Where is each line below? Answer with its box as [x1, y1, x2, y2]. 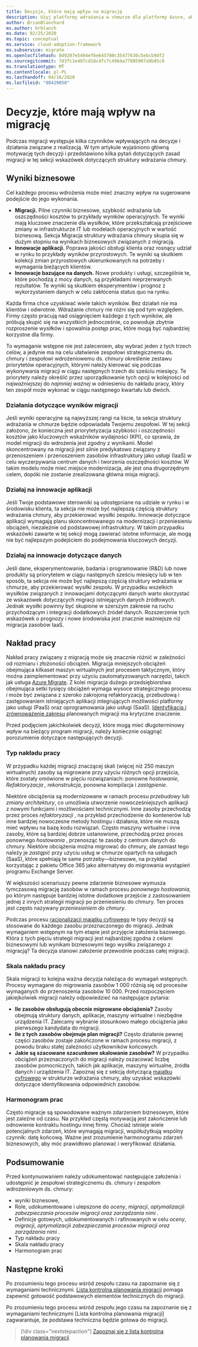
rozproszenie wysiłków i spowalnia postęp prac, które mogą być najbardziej [6, 325, 190, 332]
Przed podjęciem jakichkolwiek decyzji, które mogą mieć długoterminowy [6, 722, 184, 729]
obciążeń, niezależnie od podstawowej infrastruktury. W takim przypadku [6, 524, 184, 531]
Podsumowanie [6, 1157, 65, 1167]
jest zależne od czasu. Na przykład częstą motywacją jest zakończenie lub [6, 1115, 187, 1122]
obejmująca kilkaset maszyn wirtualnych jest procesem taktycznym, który [6, 666, 186, 673]
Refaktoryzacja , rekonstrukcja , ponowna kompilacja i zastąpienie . [6, 781, 168, 788]
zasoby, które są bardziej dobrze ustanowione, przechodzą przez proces [6, 830, 184, 837]
